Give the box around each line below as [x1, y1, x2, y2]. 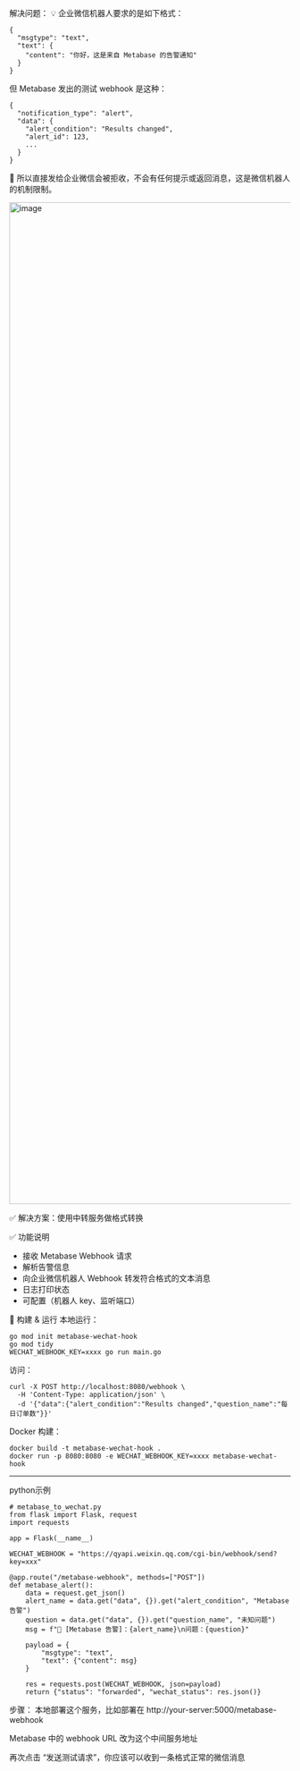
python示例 [9, 1485, 51, 1496]
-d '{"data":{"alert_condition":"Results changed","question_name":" [17, 1400, 281, 1409]
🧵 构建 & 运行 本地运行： [9, 1314, 99, 1325]
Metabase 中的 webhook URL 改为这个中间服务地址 [9, 1733, 198, 1743]
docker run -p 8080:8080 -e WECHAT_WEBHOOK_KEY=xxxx [9, 1452, 210, 1461]
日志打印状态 [21, 1284, 70, 1294]
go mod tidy [9, 1340, 54, 1349]
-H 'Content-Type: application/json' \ [17, 1390, 166, 1399]
